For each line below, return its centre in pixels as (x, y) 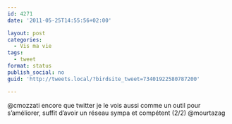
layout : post (26, 33)
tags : (15, 53)
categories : (25, 39)
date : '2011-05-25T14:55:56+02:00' (60, 20)
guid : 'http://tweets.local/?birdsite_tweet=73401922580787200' (104, 79)
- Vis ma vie (33, 46)
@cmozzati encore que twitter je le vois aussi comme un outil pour (104, 105)
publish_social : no (36, 72)
